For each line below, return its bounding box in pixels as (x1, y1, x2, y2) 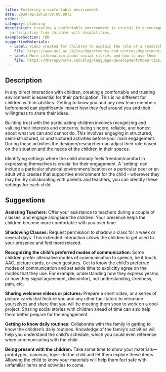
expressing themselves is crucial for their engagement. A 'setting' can (5, 161, 148, 167)
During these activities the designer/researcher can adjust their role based (5, 141, 157, 147)
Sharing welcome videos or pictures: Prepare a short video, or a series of (5, 290, 157, 296)
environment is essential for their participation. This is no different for (5, 94, 146, 100)
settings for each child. (5, 182, 52, 188)
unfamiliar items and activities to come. (5, 362, 85, 368)
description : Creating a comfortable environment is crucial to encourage (5, 26, 163, 31)
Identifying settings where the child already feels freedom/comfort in (5, 156, 145, 162)
